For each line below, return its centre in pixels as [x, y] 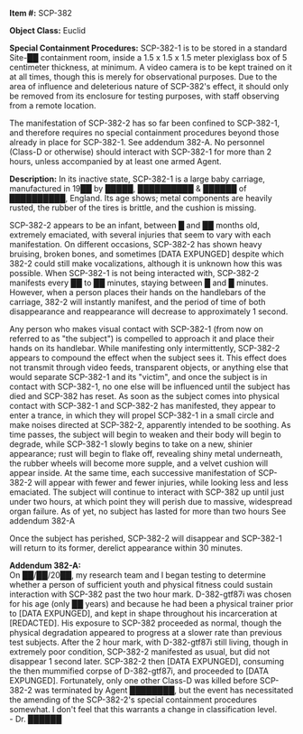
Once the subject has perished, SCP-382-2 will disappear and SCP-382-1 [146, 538]
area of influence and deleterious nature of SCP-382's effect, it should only [149, 86]
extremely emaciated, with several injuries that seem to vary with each [140, 235]
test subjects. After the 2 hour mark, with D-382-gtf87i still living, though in [149, 642]
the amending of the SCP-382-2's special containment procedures [133, 700]
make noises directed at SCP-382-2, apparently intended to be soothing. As [150, 425]
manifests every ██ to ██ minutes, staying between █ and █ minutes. [139, 283]
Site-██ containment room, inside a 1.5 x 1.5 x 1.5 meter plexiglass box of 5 [148, 57]
